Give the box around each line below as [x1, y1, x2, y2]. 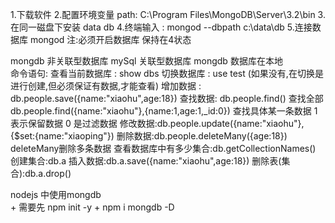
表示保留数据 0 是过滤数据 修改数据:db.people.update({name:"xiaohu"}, [10, 118, 305, 129]
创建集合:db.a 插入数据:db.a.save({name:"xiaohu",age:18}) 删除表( [10, 155, 282, 167]
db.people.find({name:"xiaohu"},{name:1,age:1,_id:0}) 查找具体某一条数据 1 [10, 105, 318, 117]
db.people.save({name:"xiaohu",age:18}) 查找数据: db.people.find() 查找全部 [10, 93, 324, 104]
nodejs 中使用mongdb [10, 189, 102, 200]
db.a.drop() [24, 168, 72, 179]
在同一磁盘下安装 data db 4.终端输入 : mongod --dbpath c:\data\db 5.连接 [10, 21, 313, 33]
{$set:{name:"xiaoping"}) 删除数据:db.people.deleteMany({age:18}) [10, 130, 288, 142]
